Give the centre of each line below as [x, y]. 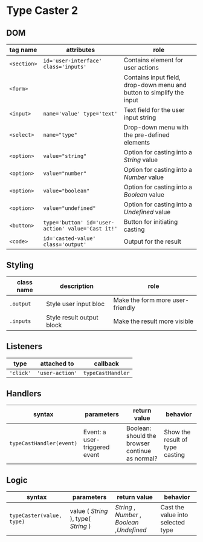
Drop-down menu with [156, 127]
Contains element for [153, 60]
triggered [97, 447]
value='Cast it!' [93, 228]
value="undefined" [69, 208]
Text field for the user [154, 110]
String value [141, 160]
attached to [57, 364]
